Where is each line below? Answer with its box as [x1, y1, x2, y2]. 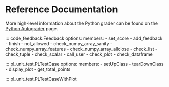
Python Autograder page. [5, 25, 58, 31]
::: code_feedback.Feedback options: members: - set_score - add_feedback [5, 35, 163, 41]
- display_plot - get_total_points [5, 66, 71, 72]
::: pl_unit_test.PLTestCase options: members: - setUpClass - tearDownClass [5, 61, 164, 67]
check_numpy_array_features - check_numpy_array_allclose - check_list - [5, 46, 158, 52]
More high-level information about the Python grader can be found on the [5, 20, 158, 26]
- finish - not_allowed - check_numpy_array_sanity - [5, 40, 112, 46]
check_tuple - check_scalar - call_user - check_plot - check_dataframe [5, 51, 153, 57]
